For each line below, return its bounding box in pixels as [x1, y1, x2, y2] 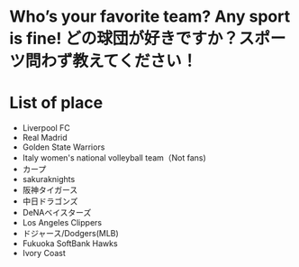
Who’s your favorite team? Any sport [9, 6, 291, 27]
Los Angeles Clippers [22, 217, 102, 228]
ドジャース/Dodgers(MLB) [22, 228, 119, 239]
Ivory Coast [22, 248, 66, 259]
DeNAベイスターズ [22, 207, 92, 218]
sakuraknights [22, 174, 76, 185]
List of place [9, 93, 104, 114]
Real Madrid [22, 133, 68, 143]
